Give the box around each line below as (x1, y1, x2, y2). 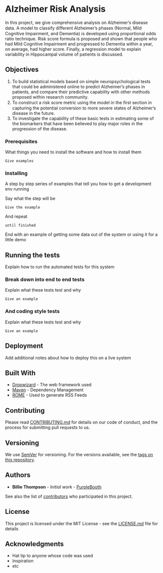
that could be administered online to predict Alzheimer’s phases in (12, 84, 145, 89)
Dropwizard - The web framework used (12, 382, 92, 388)
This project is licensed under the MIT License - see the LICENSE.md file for (5, 520, 158, 526)
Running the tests (5, 251, 60, 259)
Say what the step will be (5, 195, 56, 201)
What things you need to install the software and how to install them (5, 149, 142, 155)
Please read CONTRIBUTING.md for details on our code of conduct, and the (5, 419, 158, 425)
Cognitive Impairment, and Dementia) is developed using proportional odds (5, 30, 156, 36)
